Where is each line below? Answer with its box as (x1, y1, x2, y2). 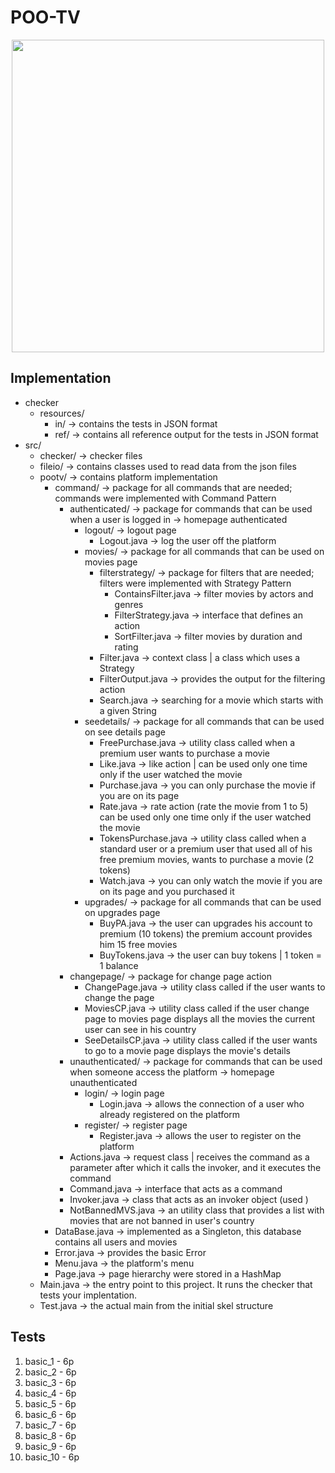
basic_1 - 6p (24, 1355, 75, 1367)
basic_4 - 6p (24, 1387, 77, 1399)
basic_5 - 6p (24, 1397, 77, 1410)
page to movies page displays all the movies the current (84, 1012, 316, 1025)
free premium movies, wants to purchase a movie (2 (99, 853, 315, 865)
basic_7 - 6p (24, 1419, 77, 1431)
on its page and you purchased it (99, 885, 235, 897)
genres (114, 598, 144, 610)
